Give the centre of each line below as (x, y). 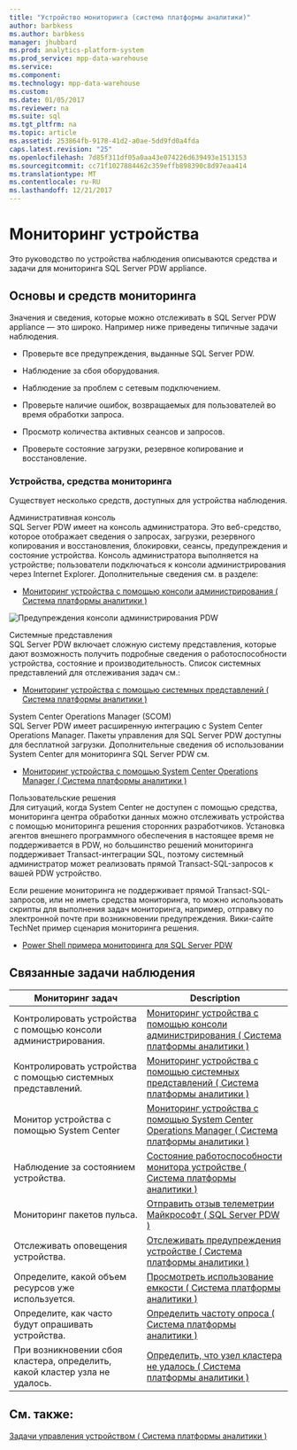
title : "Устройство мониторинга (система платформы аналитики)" (130, 17)
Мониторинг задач (76, 998)
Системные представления (61, 635)
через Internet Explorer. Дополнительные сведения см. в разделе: (134, 574)
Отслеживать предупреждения (213, 1240)
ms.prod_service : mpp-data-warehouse (79, 58)
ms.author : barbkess (47, 34)
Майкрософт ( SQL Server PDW (213, 1214)
